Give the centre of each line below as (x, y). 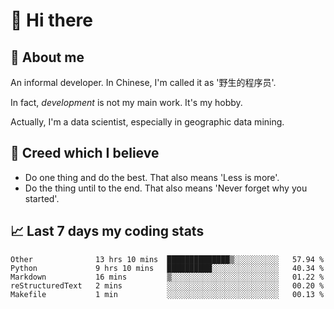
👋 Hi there (51, 20)
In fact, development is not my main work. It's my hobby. (126, 102)
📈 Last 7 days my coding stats (107, 231)
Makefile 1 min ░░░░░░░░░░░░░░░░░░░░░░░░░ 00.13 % (167, 294)
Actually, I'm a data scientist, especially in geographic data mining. (147, 122)
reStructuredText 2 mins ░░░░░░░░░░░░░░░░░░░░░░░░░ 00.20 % (167, 285)
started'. (42, 198)
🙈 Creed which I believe (85, 153)
